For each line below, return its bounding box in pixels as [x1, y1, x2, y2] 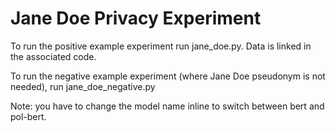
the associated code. [10, 50, 97, 62]
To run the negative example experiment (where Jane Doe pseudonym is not [10, 70, 326, 82]
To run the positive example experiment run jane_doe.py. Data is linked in [10, 40, 312, 52]
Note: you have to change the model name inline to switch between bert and [10, 100, 325, 112]
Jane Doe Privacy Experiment [10, 7, 262, 30]
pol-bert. [10, 110, 47, 122]
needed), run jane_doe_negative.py [10, 80, 156, 92]
